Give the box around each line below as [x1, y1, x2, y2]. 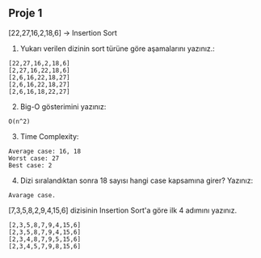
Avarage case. [8, 191, 57, 199]
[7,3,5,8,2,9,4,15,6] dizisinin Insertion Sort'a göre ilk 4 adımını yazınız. [8, 205, 238, 215]
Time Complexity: [19, 131, 79, 141]
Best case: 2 [8, 161, 53, 169]
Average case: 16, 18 [8, 147, 82, 155]
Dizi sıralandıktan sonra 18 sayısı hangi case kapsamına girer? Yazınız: [19, 176, 253, 185]
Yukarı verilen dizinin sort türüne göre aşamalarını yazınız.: [19, 44, 216, 53]
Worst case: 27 [8, 154, 60, 163]
